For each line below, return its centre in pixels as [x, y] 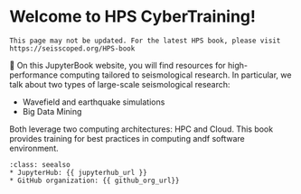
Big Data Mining [52, 111]
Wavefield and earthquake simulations [94, 102]
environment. [34, 148]
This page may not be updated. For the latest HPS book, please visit [145, 41]
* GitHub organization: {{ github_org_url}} [94, 180]
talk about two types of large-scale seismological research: [120, 84]
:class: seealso [40, 164]
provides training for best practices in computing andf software [127, 138]
